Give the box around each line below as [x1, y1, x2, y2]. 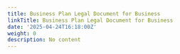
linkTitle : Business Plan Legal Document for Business [7, 17, 174, 24]
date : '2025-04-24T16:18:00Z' [7, 23, 97, 30]
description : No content [7, 36, 81, 43]
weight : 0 [7, 29, 37, 37]
